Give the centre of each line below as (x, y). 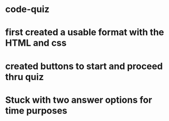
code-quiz (27, 9)
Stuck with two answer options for (79, 100)
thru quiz (24, 77)
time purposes (36, 111)
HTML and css (36, 43)
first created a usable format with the (85, 33)
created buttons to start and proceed (84, 66)
